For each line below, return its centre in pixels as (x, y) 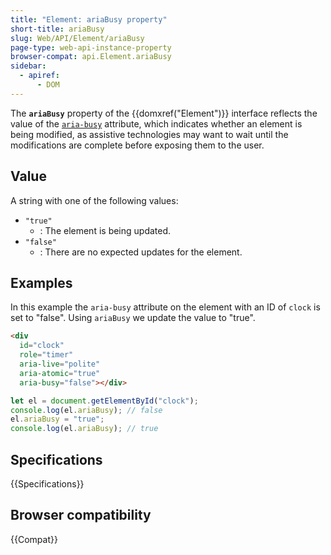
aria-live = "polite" (60, 364)
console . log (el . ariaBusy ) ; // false (86, 410)
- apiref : (39, 76)
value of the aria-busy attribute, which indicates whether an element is (156, 123)
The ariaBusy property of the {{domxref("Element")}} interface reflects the (164, 113)
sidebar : (28, 66)
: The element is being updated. (105, 230)
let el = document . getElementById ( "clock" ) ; (104, 401)
